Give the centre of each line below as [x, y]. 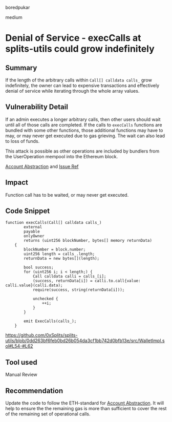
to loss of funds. [23, 141]
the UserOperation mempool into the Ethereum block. [62, 156]
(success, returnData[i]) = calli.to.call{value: [87, 281]
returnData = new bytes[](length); [62, 259]
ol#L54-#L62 [19, 346]
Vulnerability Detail [37, 107]
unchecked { [45, 299]
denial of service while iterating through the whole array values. [72, 91]
